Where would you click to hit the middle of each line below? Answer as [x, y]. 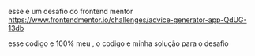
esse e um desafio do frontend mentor [71, 11]
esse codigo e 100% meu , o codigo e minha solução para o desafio [118, 43]
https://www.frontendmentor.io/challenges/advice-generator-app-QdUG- [127, 20]
